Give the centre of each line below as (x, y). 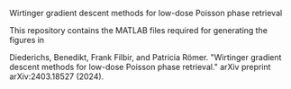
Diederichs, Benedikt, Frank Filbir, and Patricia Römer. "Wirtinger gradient (145, 57)
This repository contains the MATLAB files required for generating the (139, 30)
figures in (27, 40)
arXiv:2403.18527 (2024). (57, 76)
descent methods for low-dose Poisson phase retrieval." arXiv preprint (140, 67)
